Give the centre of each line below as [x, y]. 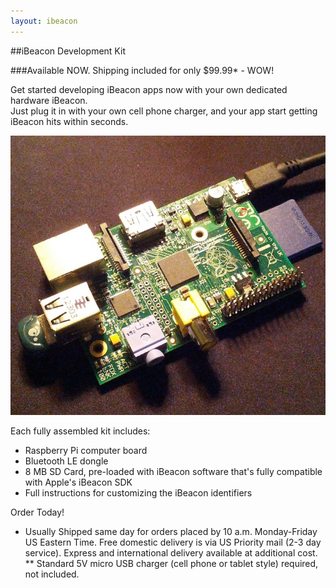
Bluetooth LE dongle [66, 461]
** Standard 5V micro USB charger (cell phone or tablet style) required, [171, 563]
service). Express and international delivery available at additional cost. [171, 552]
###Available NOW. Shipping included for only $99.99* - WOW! [142, 70]
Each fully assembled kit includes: [80, 431]
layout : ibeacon [44, 21]
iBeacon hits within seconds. [69, 121]
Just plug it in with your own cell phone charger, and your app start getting [164, 111]
